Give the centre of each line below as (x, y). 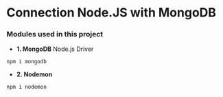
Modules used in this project (55, 34)
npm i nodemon (27, 87)
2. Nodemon (34, 74)
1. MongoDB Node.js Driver (55, 49)
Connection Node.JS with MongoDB (111, 13)
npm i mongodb (27, 62)
